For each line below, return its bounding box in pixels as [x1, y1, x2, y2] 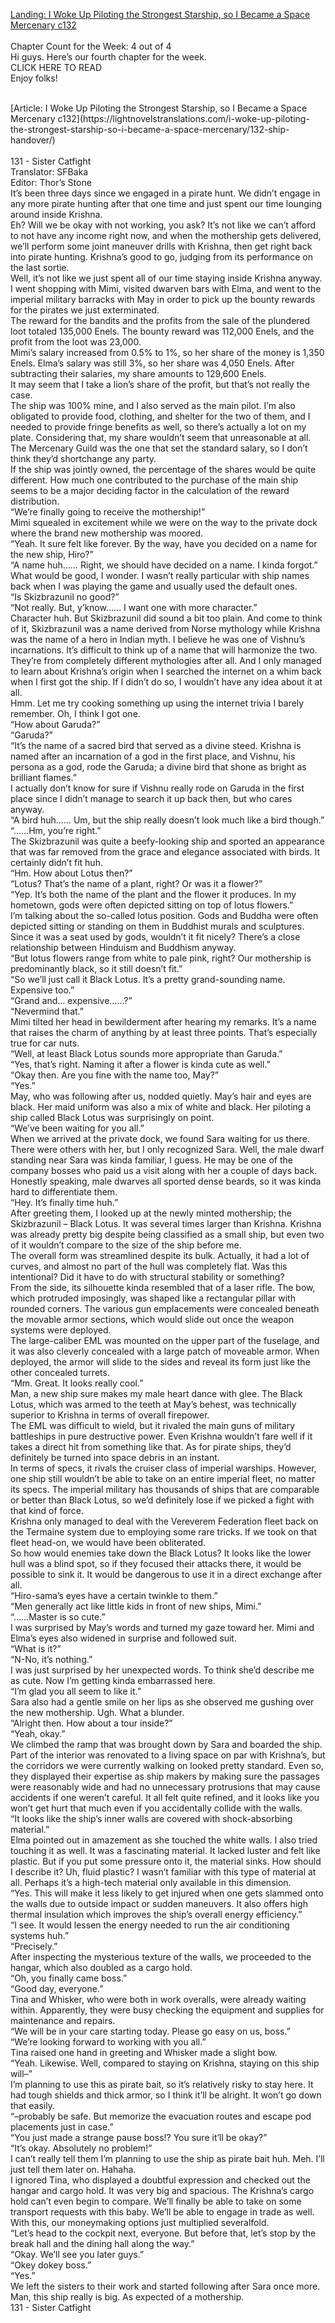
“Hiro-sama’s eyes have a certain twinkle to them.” [10, 1590, 218, 1601]
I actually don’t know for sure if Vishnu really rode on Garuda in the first [10, 782, 305, 794]
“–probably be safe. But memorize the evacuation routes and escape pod [10, 2110, 312, 2122]
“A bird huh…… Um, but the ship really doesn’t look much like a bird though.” [10, 814, 325, 826]
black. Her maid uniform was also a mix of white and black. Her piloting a [10, 1101, 312, 1113]
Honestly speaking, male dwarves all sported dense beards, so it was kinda [10, 1175, 322, 1187]
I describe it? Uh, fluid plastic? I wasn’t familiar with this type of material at [10, 1866, 317, 1878]
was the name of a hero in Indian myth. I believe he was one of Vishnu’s [10, 634, 306, 645]
